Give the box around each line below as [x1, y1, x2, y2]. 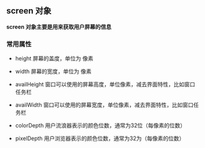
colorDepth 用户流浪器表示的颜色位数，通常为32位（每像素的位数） [15, 122, 186, 129]
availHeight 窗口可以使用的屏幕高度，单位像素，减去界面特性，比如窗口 [15, 81, 196, 88]
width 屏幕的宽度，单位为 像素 [15, 68, 92, 75]
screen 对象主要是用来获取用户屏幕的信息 [6, 23, 112, 30]
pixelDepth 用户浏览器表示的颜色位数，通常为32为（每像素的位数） [15, 135, 185, 142]
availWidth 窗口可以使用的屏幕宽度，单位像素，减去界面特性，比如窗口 [15, 101, 194, 108]
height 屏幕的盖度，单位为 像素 [15, 55, 94, 62]
